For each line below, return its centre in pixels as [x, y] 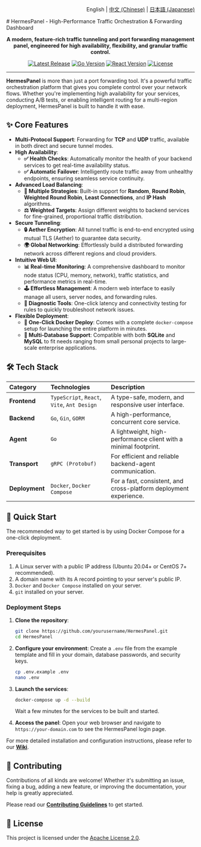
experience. [127, 496]
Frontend [22, 401]
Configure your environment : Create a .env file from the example [96, 648]
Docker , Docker [71, 485]
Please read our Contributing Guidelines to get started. [75, 805]
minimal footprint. [135, 446]
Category [23, 387]
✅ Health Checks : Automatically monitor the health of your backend [108, 159]
